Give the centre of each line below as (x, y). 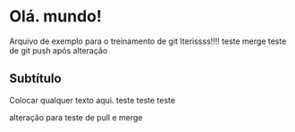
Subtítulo (35, 79)
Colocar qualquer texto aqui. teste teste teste (93, 100)
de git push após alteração (59, 50)
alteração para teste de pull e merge (76, 117)
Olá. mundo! (56, 16)
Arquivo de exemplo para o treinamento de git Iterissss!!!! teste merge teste (148, 41)
